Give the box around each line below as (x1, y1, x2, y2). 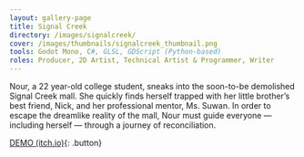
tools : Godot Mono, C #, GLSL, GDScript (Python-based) (9, 47, 222, 57)
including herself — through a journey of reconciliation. (9, 120, 217, 131)
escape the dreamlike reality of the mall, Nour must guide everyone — (9, 110, 272, 120)
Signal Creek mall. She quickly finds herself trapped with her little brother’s (9, 90, 290, 101)
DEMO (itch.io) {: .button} (9, 138, 103, 148)
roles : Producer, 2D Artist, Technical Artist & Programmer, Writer (9, 56, 275, 65)
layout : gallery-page (9, 13, 92, 23)
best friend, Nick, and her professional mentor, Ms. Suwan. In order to (9, 100, 271, 110)
